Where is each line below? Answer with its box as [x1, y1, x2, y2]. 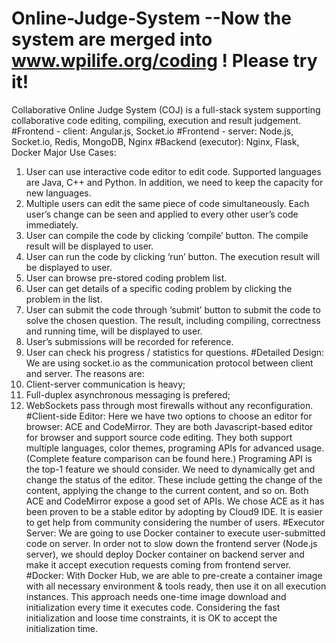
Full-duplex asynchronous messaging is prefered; [25, 388, 231, 401]
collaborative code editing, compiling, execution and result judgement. [11, 114, 302, 126]
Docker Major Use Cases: [11, 146, 117, 158]
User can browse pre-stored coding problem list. [25, 272, 228, 284]
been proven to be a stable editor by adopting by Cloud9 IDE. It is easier [25, 505, 323, 517]
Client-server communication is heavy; [25, 378, 186, 390]
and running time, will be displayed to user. [25, 325, 203, 337]
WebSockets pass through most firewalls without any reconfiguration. [25, 399, 314, 411]
